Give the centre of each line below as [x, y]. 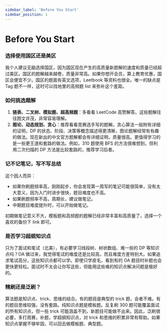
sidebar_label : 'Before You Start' [42, 10]
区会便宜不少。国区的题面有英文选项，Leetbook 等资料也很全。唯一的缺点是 [83, 80]
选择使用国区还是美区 [31, 55]
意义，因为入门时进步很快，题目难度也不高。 [62, 192]
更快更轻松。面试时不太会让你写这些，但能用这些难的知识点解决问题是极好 [81, 266]
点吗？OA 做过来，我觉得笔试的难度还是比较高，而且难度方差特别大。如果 [81, 254]
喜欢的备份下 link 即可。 [30, 222]
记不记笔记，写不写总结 [33, 164]
